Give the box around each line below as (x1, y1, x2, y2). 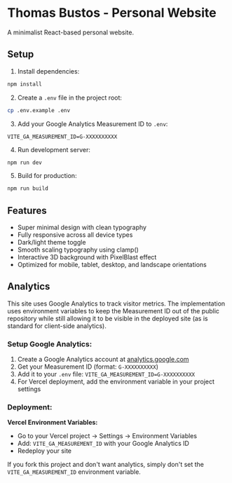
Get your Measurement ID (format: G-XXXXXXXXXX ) (17, 362, 159, 371)
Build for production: (17, 172, 77, 180)
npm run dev (7, 159, 42, 166)
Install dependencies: (17, 67, 80, 75)
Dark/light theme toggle (17, 238, 86, 247)
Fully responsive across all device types (17, 231, 133, 239)
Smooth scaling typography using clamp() (17, 245, 139, 254)
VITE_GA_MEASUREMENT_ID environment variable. (7, 468, 142, 476)
